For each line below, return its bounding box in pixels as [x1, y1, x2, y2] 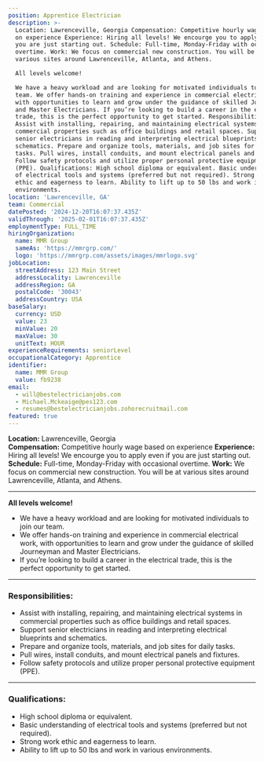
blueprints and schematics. [19, 633, 108, 643]
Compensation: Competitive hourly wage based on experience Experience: [8, 442, 255, 452]
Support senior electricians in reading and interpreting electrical [19, 625, 227, 635]
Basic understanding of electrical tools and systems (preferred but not [19, 720, 247, 729]
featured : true [8, 412, 58, 420]
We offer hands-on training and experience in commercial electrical [19, 530, 239, 539]
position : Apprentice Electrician [8, 11, 122, 20]
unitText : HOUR [15, 339, 65, 347]
